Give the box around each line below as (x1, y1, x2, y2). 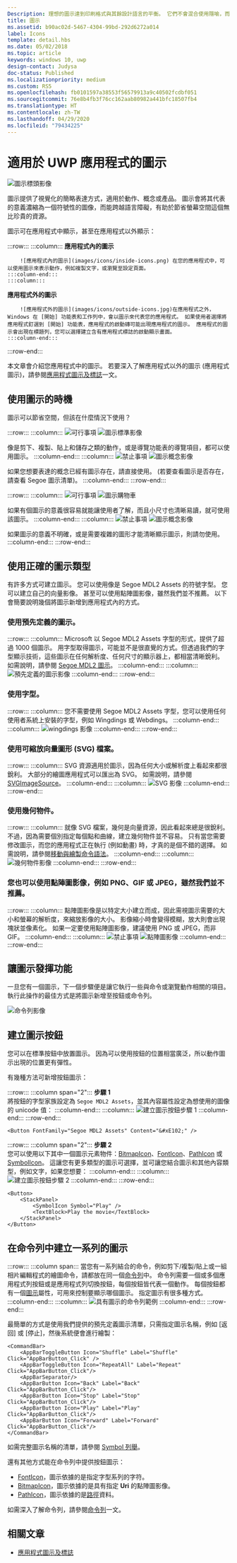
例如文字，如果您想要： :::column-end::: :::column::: (19, 1167, 169, 1176)
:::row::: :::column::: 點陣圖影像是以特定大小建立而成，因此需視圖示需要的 (7, 906, 219, 914)
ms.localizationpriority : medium (7, 76, 106, 83)
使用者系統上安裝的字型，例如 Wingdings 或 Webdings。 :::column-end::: (7, 715, 220, 724)
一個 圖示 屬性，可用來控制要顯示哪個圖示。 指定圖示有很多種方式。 (13, 1288, 207, 1297)
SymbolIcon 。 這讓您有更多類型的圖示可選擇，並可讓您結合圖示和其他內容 (7, 1158, 223, 1167)
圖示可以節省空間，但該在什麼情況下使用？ (7, 413, 131, 422)
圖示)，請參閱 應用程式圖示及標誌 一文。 (7, 370, 121, 379)
